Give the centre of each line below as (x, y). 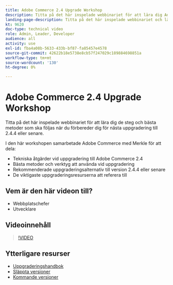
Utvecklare (24, 209)
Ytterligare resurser (38, 254)
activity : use (21, 44)
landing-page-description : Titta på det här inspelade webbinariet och (84, 20)
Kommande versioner (36, 277)
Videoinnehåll (28, 225)
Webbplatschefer (31, 203)
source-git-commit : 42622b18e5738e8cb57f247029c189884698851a (73, 53)
